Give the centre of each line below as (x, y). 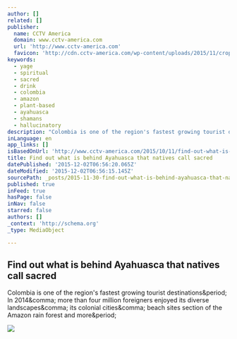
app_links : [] (28, 145)
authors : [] (25, 217)
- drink (25, 86)
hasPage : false (30, 197)
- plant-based (34, 106)
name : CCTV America (42, 33)
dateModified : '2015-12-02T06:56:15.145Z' (71, 171)
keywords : (22, 60)
